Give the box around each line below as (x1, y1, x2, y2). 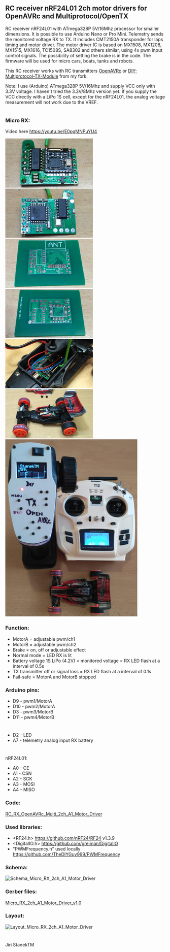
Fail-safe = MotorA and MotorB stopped (12, 674, 96, 680)
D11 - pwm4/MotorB (12, 714, 55, 720)
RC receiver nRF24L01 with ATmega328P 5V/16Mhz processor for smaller (5, 25, 159, 31)
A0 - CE (12, 765, 29, 771)
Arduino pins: (5, 686, 40, 694)
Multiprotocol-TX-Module (5, 73, 58, 79)
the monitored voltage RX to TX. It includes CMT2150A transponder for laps (5, 36, 163, 42)
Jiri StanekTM (5, 942, 35, 948)
